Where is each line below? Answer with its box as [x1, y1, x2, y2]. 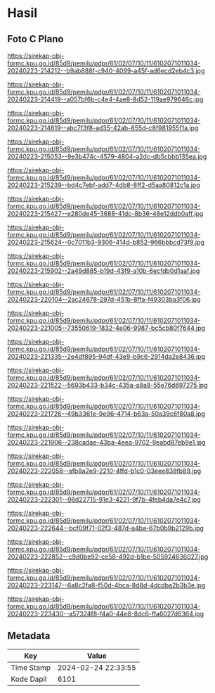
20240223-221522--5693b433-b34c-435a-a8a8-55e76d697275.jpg [7, 381, 209, 389]
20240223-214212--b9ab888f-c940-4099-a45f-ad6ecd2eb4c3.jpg [7, 67, 205, 75]
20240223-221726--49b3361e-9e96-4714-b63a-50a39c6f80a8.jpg [7, 409, 206, 418]
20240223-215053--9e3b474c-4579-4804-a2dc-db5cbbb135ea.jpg [7, 153, 207, 160]
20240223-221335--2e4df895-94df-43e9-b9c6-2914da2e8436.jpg [7, 352, 206, 360]
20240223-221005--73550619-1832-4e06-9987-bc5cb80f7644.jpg [7, 324, 206, 332]
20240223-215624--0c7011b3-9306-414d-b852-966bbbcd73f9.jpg [7, 238, 205, 246]
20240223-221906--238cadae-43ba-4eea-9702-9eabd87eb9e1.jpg [7, 438, 206, 446]
